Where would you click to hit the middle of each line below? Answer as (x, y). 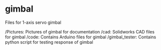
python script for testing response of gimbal (49, 42)
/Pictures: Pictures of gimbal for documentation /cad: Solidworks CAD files (80, 32)
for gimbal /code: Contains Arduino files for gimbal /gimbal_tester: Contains (81, 37)
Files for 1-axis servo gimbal (33, 22)
